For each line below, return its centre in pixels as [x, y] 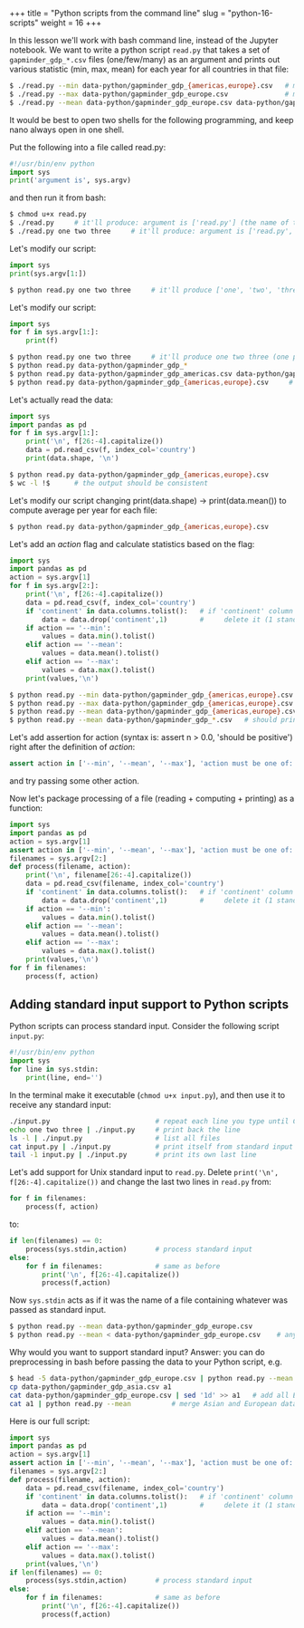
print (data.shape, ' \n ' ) [72, 458]
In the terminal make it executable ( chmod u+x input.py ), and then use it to [147, 1094]
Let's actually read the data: [62, 400]
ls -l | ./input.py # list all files [115, 1138]
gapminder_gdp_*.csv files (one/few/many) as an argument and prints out [145, 59]
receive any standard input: [60, 1104]
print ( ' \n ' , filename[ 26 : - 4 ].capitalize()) [109, 875]
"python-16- [250, 13]
